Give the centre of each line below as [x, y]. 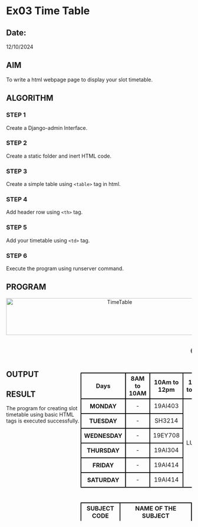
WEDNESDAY [103, 436]
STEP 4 [17, 199]
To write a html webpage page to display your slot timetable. [80, 79]
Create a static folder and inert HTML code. [59, 156]
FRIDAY [103, 465]
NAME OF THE [156, 508]
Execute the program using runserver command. [65, 268]
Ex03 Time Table [48, 11]
